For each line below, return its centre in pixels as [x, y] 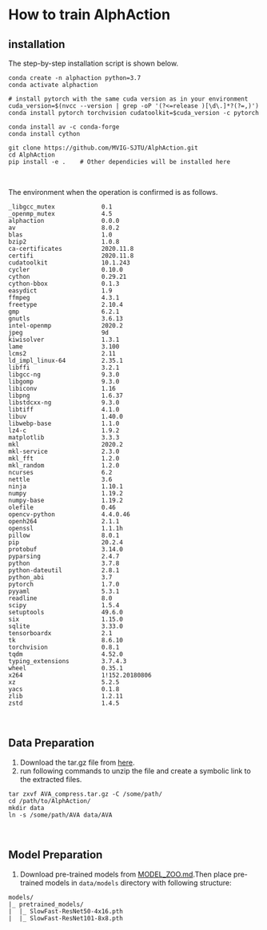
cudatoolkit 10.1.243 [69, 263]
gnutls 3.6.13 [66, 319]
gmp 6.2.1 [64, 312]
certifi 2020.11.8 [71, 256]
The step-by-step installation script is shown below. [93, 63]
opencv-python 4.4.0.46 [69, 515]
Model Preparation [56, 855]
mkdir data [26, 808]
